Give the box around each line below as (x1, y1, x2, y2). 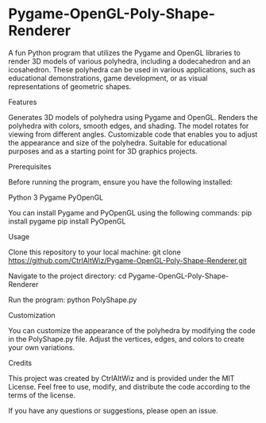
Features (8, 97, 37, 107)
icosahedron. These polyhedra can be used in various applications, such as (8, 64, 256, 74)
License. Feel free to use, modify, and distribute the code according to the (8, 382, 251, 391)
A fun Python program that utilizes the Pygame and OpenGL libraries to (8, 48, 241, 57)
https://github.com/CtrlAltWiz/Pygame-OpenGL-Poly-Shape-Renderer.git (8, 255, 248, 265)
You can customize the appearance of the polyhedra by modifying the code (8, 325, 256, 335)
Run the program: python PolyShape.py (8, 295, 137, 305)
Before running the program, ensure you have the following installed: (8, 177, 233, 187)
